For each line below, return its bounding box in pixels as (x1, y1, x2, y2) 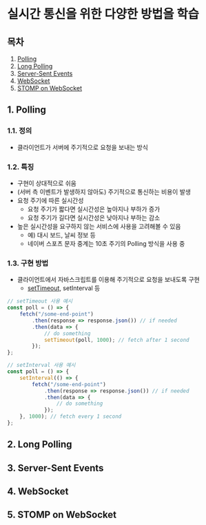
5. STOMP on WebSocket (7, 509, 117, 521)
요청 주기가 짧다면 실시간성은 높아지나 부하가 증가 (27, 204, 161, 213)
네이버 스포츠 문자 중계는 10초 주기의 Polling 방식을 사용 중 (27, 239, 185, 247)
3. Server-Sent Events (7, 462, 104, 474)
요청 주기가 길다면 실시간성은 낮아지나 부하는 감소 (27, 213, 161, 222)
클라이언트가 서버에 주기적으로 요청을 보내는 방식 (17, 143, 148, 151)
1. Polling (7, 104, 47, 116)
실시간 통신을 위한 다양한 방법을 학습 (7, 6, 200, 22)
